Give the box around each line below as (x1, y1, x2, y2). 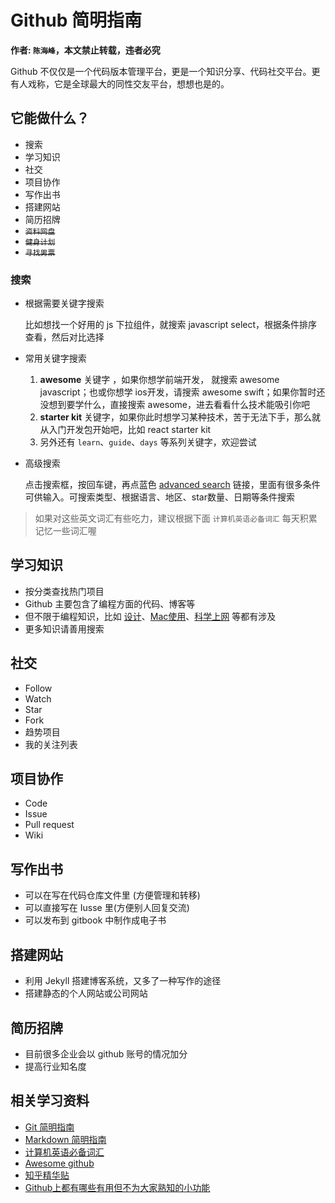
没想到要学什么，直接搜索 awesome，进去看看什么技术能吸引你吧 (39, 399, 310, 411)
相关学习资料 (10, 1092, 90, 1110)
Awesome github (24, 1157, 95, 1169)
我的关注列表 (24, 738, 78, 750)
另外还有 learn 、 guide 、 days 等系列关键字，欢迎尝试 (39, 436, 257, 448)
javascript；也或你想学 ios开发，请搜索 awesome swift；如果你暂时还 (39, 386, 326, 398)
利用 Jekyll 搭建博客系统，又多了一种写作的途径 (24, 975, 222, 987)
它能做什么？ (10, 110, 90, 127)
